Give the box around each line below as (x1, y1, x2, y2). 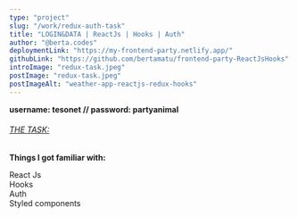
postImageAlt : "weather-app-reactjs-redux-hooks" (9, 79, 198, 88)
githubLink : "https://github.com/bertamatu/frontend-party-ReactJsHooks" (9, 54, 290, 63)
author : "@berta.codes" (9, 38, 98, 47)
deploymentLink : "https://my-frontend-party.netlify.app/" (9, 46, 234, 55)
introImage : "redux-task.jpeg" (9, 63, 126, 72)
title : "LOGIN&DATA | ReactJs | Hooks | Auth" (9, 29, 186, 38)
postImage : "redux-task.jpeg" (9, 71, 122, 80)
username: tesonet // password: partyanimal (9, 104, 179, 114)
